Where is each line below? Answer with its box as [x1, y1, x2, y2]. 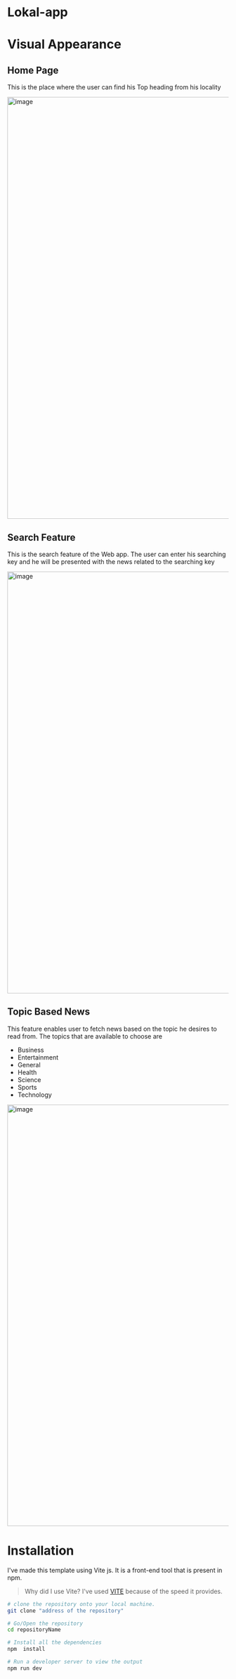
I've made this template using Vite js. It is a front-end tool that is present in [7, 1566, 223, 1574]
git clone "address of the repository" [7, 1607, 124, 1614]
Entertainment [17, 1053, 59, 1062]
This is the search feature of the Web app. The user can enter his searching [7, 550, 226, 558]
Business [17, 1046, 44, 1054]
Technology [17, 1091, 53, 1099]
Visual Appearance [7, 37, 122, 53]
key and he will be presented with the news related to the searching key [7, 558, 216, 566]
